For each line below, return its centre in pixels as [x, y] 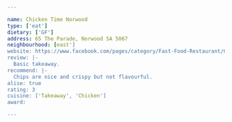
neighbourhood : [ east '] [41, 45]
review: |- [23, 58]
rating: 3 [21, 90]
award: [17, 102]
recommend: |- [28, 70]
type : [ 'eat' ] [28, 26]
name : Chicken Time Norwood [48, 19]
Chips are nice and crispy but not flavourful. [83, 77]
